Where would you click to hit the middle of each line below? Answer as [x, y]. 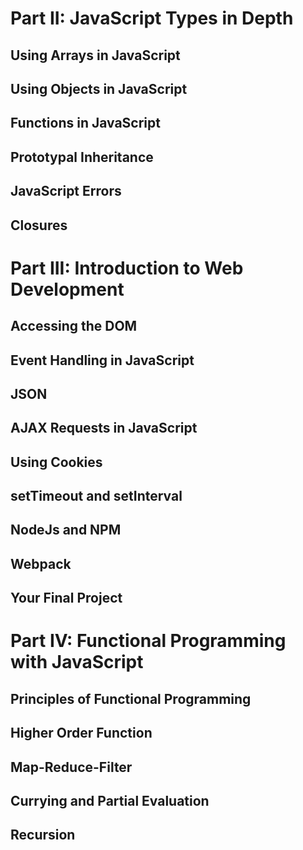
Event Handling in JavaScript [102, 360]
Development [67, 289]
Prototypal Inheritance [82, 157]
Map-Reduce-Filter [71, 767]
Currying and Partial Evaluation [110, 800]
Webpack [41, 563]
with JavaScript [77, 662]
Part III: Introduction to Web [127, 268]
